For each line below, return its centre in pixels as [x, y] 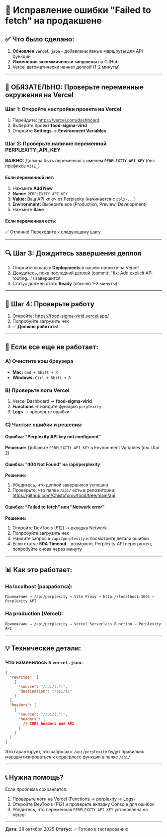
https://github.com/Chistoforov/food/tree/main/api [64, 495]
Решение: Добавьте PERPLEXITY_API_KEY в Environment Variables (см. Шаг [83, 448]
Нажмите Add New [33, 188]
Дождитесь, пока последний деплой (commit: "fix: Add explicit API [82, 273]
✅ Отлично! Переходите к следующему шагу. [53, 232]
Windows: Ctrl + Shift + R [42, 377]
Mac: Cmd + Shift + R [35, 372]
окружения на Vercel [39, 95]
